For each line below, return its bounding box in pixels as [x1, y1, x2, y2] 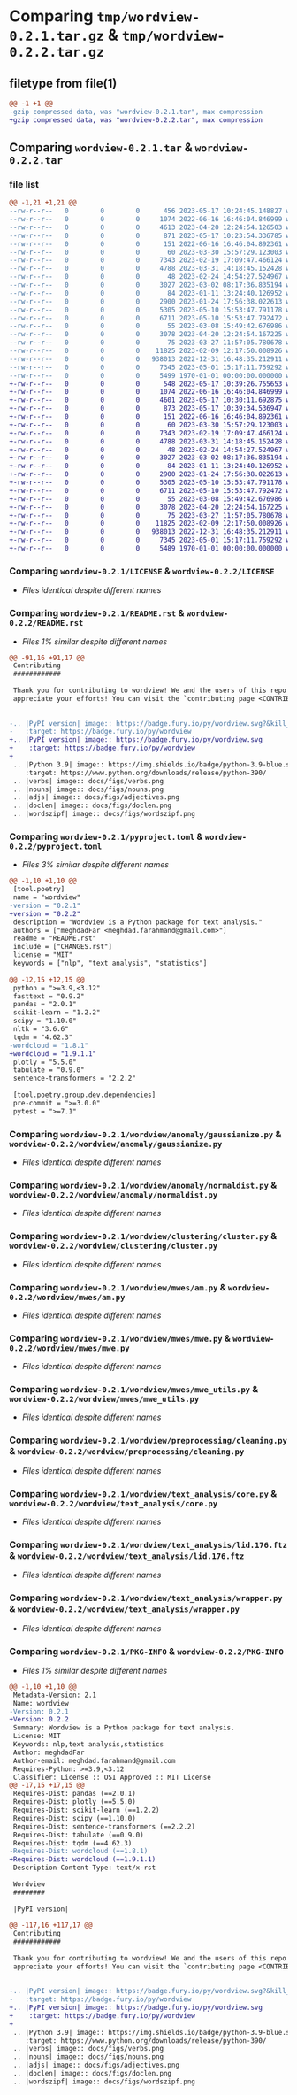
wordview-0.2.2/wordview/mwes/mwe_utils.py [9, 1394, 200, 1405]
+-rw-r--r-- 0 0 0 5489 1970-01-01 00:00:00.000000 [9, 544, 283, 553]
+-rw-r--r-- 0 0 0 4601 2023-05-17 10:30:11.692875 [9, 396, 283, 404]
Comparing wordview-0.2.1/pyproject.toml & [9, 830, 203, 843]
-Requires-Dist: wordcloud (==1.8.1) [9, 1847, 148, 1856]
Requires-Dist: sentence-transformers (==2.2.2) [12, 1822, 196, 1831]
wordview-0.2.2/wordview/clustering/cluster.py [9, 1241, 218, 1252]
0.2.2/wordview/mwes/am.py [9, 1292, 126, 1302]
